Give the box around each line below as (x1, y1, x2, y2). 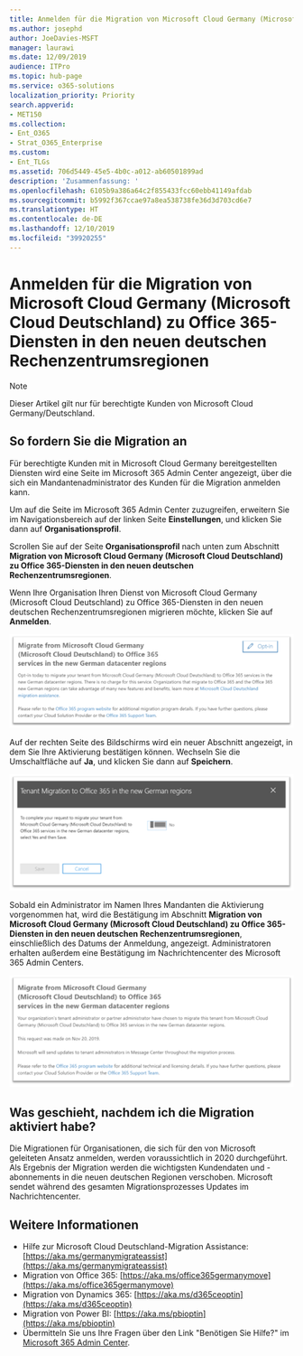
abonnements (9, 1172, 61, 1183)
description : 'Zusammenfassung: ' (9, 176, 140, 185)
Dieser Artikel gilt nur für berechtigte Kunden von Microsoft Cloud (9, 397, 254, 408)
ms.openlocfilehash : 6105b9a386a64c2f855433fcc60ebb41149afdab (9, 186, 252, 195)
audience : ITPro (9, 62, 70, 71)
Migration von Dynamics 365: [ (22, 1289, 138, 1300)
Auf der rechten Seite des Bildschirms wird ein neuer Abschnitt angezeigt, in (9, 736, 293, 747)
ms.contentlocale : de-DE (9, 215, 103, 224)
